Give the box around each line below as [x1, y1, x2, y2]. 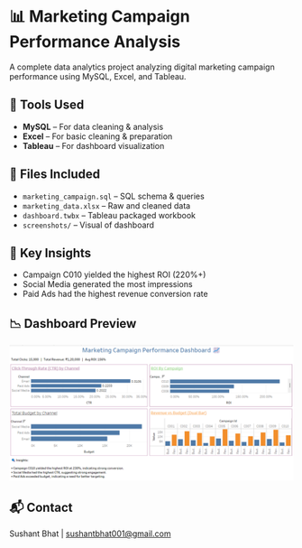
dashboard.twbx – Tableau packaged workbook [22, 209, 197, 220]
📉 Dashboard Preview [9, 316, 137, 331]
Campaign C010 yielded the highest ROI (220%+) [22, 269, 206, 280]
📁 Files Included [9, 167, 101, 182]
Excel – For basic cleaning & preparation [22, 131, 173, 142]
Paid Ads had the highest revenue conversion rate [22, 289, 209, 300]
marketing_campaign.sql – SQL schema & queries [22, 190, 205, 201]
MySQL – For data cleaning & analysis [22, 121, 164, 132]
